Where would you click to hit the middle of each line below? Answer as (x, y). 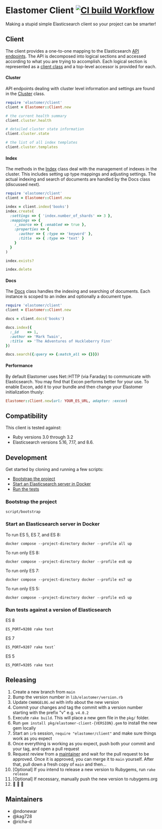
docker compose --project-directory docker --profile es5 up (69, 597)
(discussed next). (23, 185)
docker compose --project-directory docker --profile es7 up (69, 580)
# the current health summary (36, 116)
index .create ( (20, 211)
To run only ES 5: (23, 588)
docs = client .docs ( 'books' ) (35, 319)
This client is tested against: (34, 428)
